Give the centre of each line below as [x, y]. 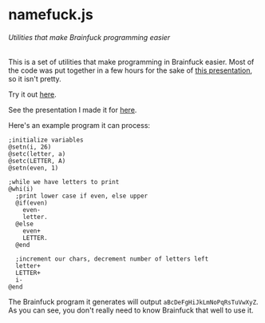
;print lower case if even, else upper [82, 196]
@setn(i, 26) [30, 147]
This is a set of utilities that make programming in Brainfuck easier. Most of [131, 62]
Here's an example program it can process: [79, 126]
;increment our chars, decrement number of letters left [112, 259]
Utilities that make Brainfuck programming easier [89, 37]
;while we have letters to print [64, 182]
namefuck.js [51, 15]
